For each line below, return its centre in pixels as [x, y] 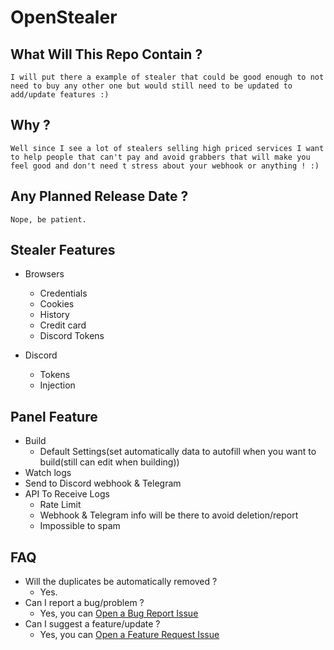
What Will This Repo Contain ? [106, 54]
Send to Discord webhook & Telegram [103, 483]
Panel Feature [54, 416]
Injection [57, 385]
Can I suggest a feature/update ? [92, 624]
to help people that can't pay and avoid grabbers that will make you [160, 157]
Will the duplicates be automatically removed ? [121, 582]
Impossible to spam [80, 526]
